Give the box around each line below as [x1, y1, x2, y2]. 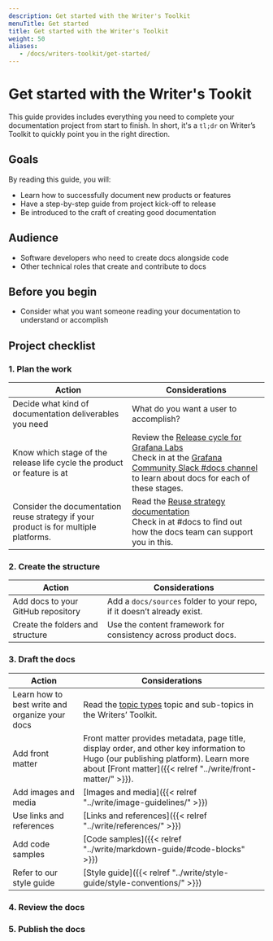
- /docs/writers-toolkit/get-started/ [19, 50, 151, 58]
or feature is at [12, 468, 68, 479]
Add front [12, 747, 49, 759]
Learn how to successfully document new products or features [19, 190, 232, 200]
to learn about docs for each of [132, 473, 250, 484]
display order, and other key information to [83, 742, 245, 754]
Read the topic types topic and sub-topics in [83, 698, 254, 710]
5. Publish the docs [8, 923, 85, 934]
